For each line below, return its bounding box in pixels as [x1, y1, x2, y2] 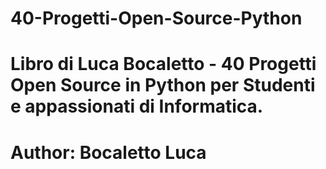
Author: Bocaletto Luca [10, 141, 207, 164]
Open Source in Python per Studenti [10, 74, 316, 97]
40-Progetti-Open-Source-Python [10, 7, 303, 30]
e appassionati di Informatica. [10, 95, 264, 118]
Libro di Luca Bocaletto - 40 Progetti [10, 53, 317, 76]
